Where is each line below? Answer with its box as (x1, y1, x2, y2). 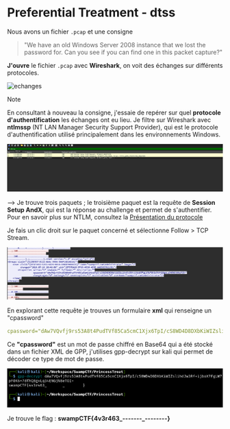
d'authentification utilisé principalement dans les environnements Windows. (7, 130, 221, 138)
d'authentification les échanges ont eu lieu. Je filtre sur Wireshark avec (7, 115, 211, 124)
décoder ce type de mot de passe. (7, 355, 105, 363)
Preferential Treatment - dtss (7, 5, 176, 21)
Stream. (7, 233, 29, 241)
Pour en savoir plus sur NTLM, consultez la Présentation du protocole (7, 212, 203, 221)
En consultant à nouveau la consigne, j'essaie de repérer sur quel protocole (7, 108, 221, 117)
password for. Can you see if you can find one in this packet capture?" (23, 48, 223, 56)
